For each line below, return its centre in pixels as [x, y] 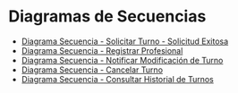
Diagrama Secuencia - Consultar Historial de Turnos [117, 79]
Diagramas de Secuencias [107, 17]
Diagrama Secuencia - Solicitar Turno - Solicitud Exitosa [125, 41]
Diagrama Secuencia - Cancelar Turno [92, 70]
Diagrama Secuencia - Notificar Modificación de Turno [122, 60]
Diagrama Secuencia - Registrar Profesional [102, 50]
